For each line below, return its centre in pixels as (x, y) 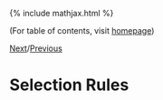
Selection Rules (69, 85)
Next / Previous (36, 48)
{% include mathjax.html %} (62, 13)
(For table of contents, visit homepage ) (82, 30)
